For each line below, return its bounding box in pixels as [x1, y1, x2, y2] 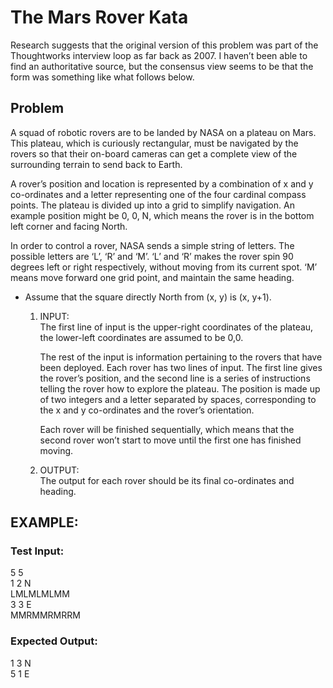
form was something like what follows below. [10, 71, 195, 83]
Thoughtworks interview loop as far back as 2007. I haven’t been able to [10, 49, 308, 61]
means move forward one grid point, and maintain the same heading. [10, 271, 295, 283]
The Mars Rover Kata [10, 6, 189, 29]
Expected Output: [10, 634, 98, 648]
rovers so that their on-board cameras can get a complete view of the [10, 147, 298, 160]
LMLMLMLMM [10, 588, 70, 600]
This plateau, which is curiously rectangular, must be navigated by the [10, 137, 299, 149]
